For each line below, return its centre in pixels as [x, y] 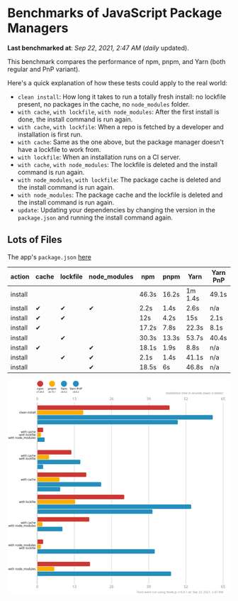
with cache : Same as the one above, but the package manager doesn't [121, 142]
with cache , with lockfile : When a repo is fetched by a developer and [121, 126]
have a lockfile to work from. [59, 149]
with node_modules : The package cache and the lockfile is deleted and [120, 195]
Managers [38, 28]
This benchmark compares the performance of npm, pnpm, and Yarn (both [117, 61]
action [20, 276]
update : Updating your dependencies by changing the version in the [117, 210]
